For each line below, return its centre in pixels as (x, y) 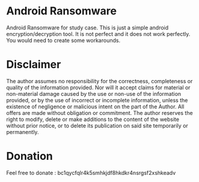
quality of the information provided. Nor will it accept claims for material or (98, 87)
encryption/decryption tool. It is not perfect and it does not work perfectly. (98, 34)
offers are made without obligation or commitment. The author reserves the (100, 113)
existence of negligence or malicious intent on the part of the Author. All (95, 107)
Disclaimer (34, 65)
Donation (29, 156)
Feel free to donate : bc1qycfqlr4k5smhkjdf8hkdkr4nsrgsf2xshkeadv (91, 172)
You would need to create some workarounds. (63, 40)
